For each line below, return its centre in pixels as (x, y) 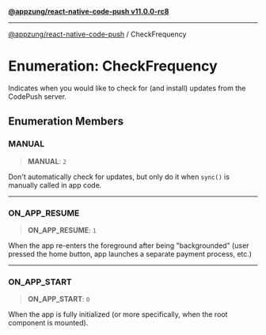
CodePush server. (38, 96)
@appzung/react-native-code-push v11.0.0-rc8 (89, 11)
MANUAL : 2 (47, 161)
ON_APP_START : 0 (59, 299)
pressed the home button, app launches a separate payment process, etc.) (130, 253)
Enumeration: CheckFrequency (113, 66)
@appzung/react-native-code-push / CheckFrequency (97, 34)
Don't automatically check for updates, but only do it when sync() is (119, 177)
